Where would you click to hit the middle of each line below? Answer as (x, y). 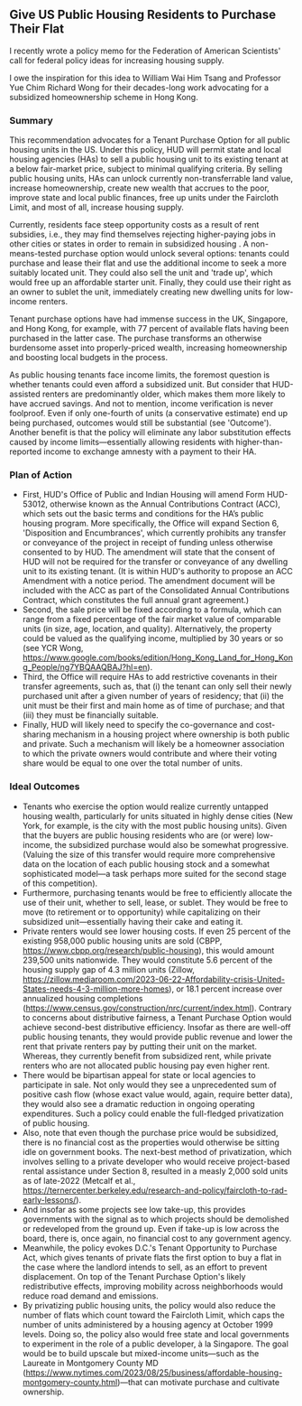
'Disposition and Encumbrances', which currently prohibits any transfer (154, 533)
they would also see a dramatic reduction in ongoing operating (138, 1103)
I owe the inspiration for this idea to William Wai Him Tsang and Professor (145, 78)
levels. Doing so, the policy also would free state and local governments (156, 1334)
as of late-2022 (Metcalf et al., (79, 1180)
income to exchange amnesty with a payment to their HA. (150, 452)
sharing (37, 734)
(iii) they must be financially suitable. (91, 715)
